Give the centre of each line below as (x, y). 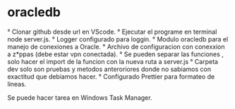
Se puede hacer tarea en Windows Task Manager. (80, 97)
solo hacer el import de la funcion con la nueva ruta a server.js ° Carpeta (113, 61)
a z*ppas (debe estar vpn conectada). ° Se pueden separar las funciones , (115, 54)
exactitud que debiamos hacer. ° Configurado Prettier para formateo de (111, 76)
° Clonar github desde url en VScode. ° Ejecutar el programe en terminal (112, 32)
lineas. (17, 84)
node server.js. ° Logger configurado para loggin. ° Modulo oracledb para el (118, 39)
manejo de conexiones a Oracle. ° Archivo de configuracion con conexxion (116, 46)
